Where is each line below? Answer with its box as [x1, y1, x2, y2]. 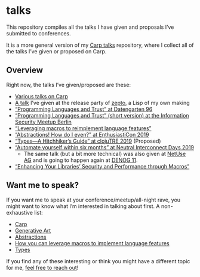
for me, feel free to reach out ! [6, 264, 79, 271]
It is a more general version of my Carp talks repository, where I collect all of [6, 41, 194, 49]
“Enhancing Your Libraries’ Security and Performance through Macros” [14, 162, 190, 170]
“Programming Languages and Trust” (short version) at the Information [14, 112, 189, 119]
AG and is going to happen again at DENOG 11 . [23, 156, 139, 164]
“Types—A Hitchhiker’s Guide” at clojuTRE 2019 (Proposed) [14, 137, 161, 144]
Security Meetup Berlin [14, 118, 72, 125]
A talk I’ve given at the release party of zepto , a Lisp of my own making [14, 99, 190, 106]
